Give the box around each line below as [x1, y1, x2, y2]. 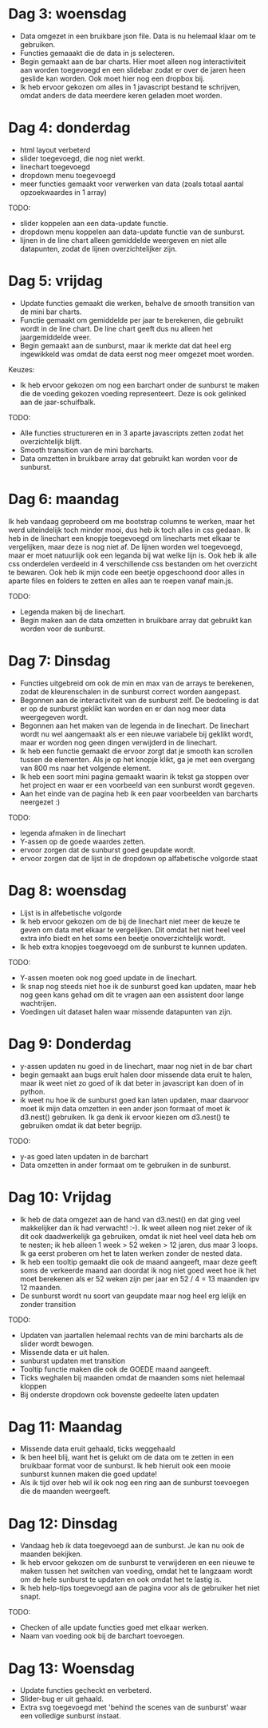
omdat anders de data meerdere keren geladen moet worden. [19, 90, 223, 100]
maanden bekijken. [19, 1549, 83, 1559]
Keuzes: [8, 364, 35, 374]
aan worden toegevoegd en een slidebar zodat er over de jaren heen [19, 65, 246, 74]
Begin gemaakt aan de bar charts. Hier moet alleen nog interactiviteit [19, 57, 246, 66]
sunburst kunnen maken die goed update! [19, 1469, 158, 1479]
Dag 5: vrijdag [8, 272, 104, 290]
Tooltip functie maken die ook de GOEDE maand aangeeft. [19, 1364, 211, 1374]
